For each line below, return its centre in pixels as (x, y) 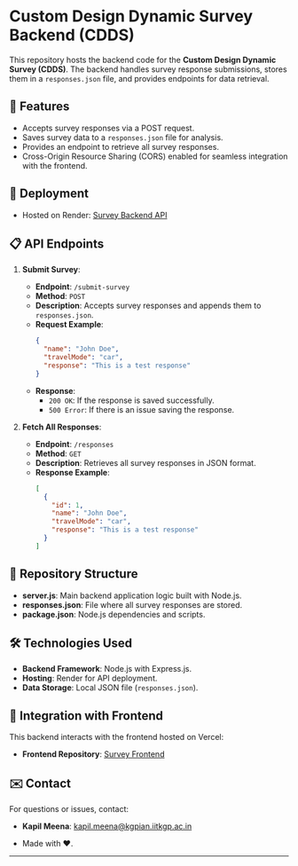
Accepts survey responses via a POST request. (108, 128)
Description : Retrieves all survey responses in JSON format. (145, 462)
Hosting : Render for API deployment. (90, 678)
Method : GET (58, 453)
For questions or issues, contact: (69, 809)
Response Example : (72, 472)
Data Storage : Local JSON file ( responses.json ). (110, 688)
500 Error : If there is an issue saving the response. (141, 409)
